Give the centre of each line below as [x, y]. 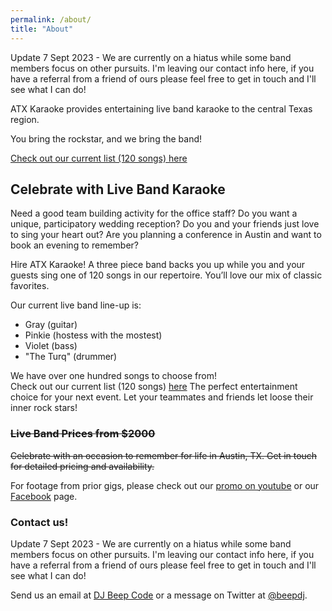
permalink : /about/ [51, 19]
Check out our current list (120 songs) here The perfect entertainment [154, 387]
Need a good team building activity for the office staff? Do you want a [154, 213]
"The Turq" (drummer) [71, 357]
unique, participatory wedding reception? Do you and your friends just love [165, 224]
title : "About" [42, 29]
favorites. [30, 286]
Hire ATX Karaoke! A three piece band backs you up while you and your [158, 265]
